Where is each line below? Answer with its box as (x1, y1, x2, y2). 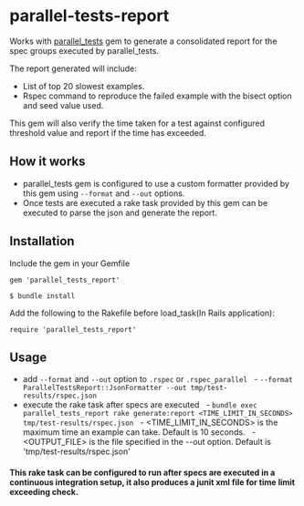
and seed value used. (22, 99, 104, 110)
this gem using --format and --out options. (22, 188, 185, 199)
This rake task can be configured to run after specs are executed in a (9, 467, 276, 478)
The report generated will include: (9, 63, 137, 74)
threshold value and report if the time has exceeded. (9, 127, 207, 138)
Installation (9, 233, 75, 249)
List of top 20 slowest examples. (22, 80, 145, 91)
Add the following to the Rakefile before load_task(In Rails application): (9, 307, 276, 318)
